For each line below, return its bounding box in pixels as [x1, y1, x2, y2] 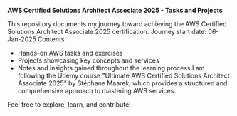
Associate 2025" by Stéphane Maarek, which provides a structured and [17, 79, 228, 88]
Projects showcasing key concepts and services [17, 56, 159, 65]
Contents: [38, 35, 66, 43]
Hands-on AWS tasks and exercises [17, 49, 123, 57]
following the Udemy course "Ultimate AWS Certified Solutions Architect [17, 71, 230, 80]
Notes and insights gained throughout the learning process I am [17, 64, 205, 72]
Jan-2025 [7, 35, 37, 43]
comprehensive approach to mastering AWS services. [17, 87, 177, 95]
